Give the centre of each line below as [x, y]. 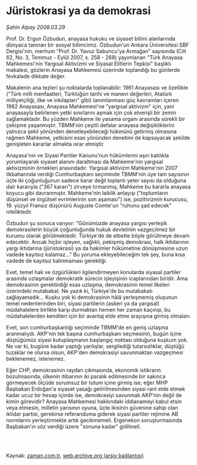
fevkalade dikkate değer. [36, 76]
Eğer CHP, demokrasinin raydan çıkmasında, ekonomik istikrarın [84, 370]
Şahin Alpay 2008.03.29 [36, 27]
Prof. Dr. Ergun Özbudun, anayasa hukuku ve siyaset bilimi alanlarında [91, 38]
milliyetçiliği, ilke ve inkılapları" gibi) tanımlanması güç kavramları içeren [93, 100]
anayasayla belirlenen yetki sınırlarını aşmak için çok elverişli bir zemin [91, 113]
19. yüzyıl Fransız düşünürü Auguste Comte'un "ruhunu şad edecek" [89, 205]
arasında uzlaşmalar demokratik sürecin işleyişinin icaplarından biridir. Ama [97, 278]
